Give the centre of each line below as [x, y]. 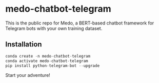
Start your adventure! [28, 75]
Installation [24, 45]
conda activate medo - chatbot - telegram [47, 61]
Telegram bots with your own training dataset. [54, 28]
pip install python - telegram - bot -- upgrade [53, 66]
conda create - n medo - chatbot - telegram [48, 56]
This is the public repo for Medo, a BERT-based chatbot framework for [80, 23]
